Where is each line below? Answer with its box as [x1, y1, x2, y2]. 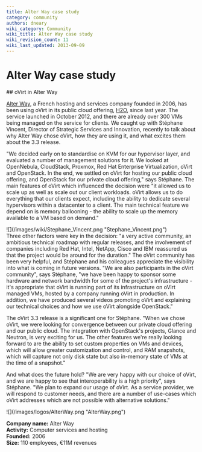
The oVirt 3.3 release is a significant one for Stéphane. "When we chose [6, 314, 186, 321]
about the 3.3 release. [6, 138, 61, 145]
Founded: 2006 [6, 432, 46, 440]
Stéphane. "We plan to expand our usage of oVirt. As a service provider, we [6, 383, 194, 391]
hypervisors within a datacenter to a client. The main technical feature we [6, 201, 189, 209]
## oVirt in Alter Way [6, 88, 58, 95]
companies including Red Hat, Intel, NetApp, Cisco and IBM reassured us [6, 245, 188, 252]
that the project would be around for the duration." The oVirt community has [6, 251, 195, 259]
